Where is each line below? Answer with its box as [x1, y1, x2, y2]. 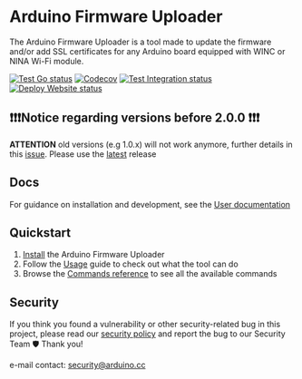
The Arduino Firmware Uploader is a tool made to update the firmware [9, 36, 272, 47]
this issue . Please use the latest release [9, 148, 157, 160]
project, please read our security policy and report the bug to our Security [9, 328, 286, 339]
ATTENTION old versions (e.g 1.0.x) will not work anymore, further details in [9, 139, 293, 150]
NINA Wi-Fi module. [9, 55, 84, 66]
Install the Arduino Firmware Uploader [22, 249, 165, 260]
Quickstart [9, 225, 72, 240]
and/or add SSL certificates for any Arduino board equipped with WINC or [9, 45, 286, 56]
